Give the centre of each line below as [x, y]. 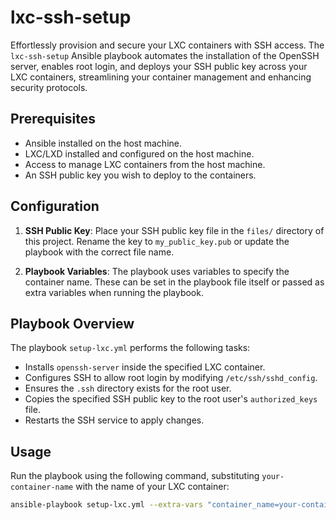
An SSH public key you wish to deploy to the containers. [140, 175]
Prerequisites [53, 119]
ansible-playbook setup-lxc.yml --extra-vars [106, 505]
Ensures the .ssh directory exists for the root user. [128, 388]
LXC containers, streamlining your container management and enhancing [161, 77]
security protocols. [49, 87]
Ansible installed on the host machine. [103, 143]
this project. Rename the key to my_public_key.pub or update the [157, 241]
